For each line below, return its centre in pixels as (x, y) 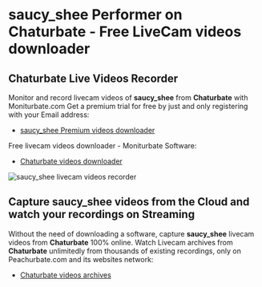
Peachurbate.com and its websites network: (81, 259)
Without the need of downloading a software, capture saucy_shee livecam (131, 233)
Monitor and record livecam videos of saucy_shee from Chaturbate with (128, 97)
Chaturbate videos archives (66, 275)
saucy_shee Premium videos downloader (87, 130)
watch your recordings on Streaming (101, 214)
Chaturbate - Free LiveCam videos (125, 32)
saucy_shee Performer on (95, 15)
